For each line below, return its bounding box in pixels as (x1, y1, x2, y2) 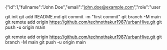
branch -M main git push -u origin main (5, 39, 86, 45)
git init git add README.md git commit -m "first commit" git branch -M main (5, 14, 161, 19)
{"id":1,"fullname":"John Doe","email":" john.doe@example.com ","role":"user (5, 4, 161, 10)
